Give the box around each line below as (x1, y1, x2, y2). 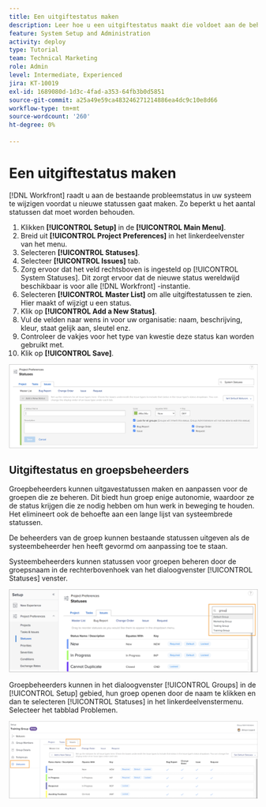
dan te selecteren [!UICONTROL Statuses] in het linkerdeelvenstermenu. (9, 696, 244, 706)
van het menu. (20, 239, 68, 249)
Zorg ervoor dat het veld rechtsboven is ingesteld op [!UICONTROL (20, 265, 239, 274)
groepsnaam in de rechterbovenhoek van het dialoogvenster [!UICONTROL (9, 565, 253, 575)
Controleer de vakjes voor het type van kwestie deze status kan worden (20, 332, 255, 341)
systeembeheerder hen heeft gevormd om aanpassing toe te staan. (9, 542, 228, 551)
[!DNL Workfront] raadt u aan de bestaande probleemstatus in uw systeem (9, 190, 252, 200)
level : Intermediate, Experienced (9, 71, 123, 79)
